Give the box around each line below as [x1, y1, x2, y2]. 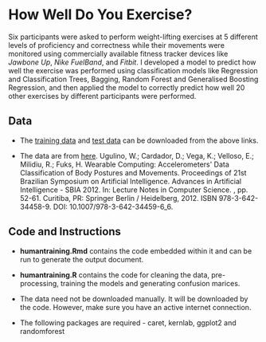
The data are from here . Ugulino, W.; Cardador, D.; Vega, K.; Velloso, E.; [19, 151, 255, 160]
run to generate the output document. [19, 254, 144, 264]
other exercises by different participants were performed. [8, 91, 197, 100]
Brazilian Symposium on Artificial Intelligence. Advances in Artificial [19, 176, 241, 186]
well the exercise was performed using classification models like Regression [8, 65, 259, 75]
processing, [19, 278, 60, 288]
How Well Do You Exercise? [8, 6, 193, 24]
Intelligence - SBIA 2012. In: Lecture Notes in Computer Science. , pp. [19, 185, 248, 195]
